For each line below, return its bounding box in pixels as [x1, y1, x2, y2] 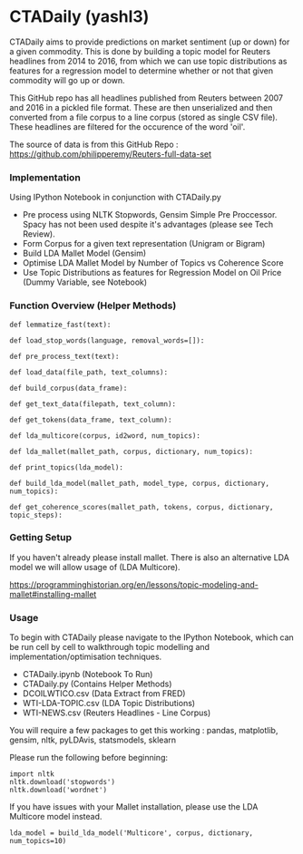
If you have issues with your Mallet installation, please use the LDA [9, 801, 259, 812]
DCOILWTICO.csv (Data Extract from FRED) [22, 688, 186, 699]
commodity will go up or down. [9, 74, 125, 85]
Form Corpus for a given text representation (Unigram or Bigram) [22, 238, 266, 249]
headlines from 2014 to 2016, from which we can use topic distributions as [9, 55, 288, 66]
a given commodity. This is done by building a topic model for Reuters [9, 45, 270, 56]
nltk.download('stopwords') [9, 778, 116, 787]
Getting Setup [9, 531, 73, 544]
